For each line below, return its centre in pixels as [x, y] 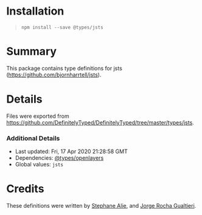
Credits [25, 189]
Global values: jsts [39, 165]
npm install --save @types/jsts [62, 27]
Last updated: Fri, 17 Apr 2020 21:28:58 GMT [71, 152]
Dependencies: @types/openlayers [59, 158]
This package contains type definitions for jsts [64, 68]
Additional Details [33, 138]
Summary [31, 51]
